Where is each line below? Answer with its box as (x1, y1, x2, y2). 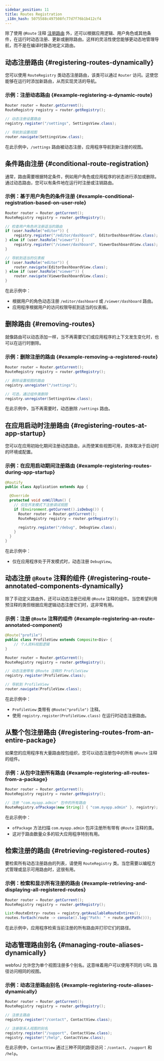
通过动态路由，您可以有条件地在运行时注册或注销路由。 (5, 180, 116, 185)
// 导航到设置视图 (5, 130, 38, 135)
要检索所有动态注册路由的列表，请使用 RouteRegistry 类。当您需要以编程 (5, 860, 151, 866)
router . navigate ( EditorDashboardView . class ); (14, 265, 108, 270)
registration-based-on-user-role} (5, 199, 86, 206)
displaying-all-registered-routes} (5, 886, 86, 893)
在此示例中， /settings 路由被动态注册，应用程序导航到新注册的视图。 (5, 144, 146, 150)
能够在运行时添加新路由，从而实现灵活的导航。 (5, 78, 99, 84)
